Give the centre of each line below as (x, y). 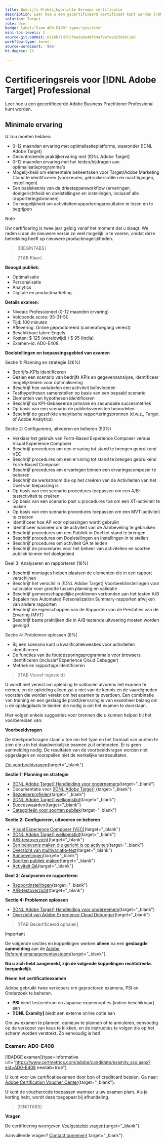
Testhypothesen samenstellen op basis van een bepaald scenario (79, 393)
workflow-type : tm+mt (27, 42)
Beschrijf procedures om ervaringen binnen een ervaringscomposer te (84, 470)
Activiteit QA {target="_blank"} (43, 866)
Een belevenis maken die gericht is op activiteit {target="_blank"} (78, 845)
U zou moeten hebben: (28, 137)
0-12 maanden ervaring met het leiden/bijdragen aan (66, 162)
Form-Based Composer (36, 465)
